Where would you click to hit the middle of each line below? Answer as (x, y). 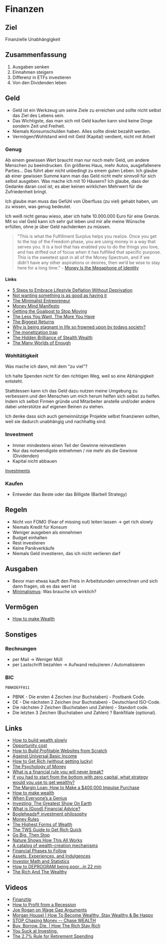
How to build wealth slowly (40, 740)
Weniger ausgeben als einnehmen (47, 532)
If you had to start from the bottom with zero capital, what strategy (80, 777)
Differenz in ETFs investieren (42, 77)
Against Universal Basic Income (45, 756)
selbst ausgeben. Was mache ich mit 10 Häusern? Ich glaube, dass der (77, 181)
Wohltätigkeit (22, 356)
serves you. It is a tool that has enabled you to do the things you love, (88, 247)
